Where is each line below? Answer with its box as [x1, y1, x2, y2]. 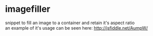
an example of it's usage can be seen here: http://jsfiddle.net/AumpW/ [5, 25, 148, 31]
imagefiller [5, 3, 50, 15]
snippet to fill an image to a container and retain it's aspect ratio [5, 20, 135, 26]
